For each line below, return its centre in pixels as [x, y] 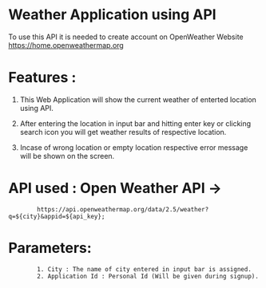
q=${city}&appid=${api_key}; [57, 216]
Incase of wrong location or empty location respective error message [134, 147]
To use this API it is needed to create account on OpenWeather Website [126, 37]
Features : [42, 78]
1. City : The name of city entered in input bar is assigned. [144, 269]
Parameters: [50, 248]
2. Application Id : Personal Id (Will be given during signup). [148, 276]
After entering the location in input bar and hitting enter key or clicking [135, 123]
